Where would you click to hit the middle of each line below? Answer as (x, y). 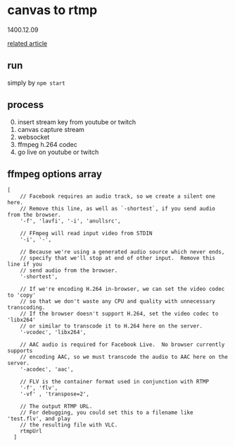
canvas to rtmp (52, 10)
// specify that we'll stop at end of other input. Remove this (118, 258)
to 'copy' (22, 295)
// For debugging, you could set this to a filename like (107, 413)
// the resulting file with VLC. (69, 425)
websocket (33, 137)
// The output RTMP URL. (56, 407)
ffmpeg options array (55, 174)
